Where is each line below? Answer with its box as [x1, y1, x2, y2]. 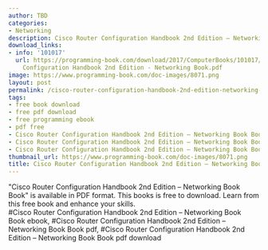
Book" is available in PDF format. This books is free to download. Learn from [8, 191, 259, 200]
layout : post [8, 78, 52, 86]
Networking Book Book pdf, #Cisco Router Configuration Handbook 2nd [8, 224, 246, 234]
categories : [8, 19, 48, 27]
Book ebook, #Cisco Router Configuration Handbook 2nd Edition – [8, 216, 226, 226]
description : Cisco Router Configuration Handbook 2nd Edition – [8, 34, 230, 42]
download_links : [8, 42, 62, 50]
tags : [8, 93, 26, 101]
